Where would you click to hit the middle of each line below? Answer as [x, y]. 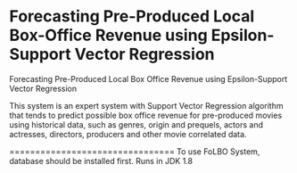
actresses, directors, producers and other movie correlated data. [128, 134]
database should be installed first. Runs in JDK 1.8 [101, 161]
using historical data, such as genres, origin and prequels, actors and [136, 124]
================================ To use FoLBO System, [135, 151]
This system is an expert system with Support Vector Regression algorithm [146, 105]
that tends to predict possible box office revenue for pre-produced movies [146, 115]
